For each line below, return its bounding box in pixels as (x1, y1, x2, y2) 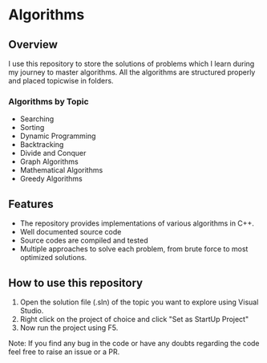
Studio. (19, 305, 44, 315)
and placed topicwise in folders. (8, 76, 114, 85)
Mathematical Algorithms (19, 165, 103, 175)
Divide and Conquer (19, 149, 87, 158)
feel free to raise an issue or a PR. (8, 347, 120, 357)
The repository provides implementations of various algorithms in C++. (19, 218, 255, 228)
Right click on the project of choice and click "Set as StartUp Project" (19, 314, 249, 324)
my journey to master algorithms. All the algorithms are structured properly (8, 67, 256, 77)
